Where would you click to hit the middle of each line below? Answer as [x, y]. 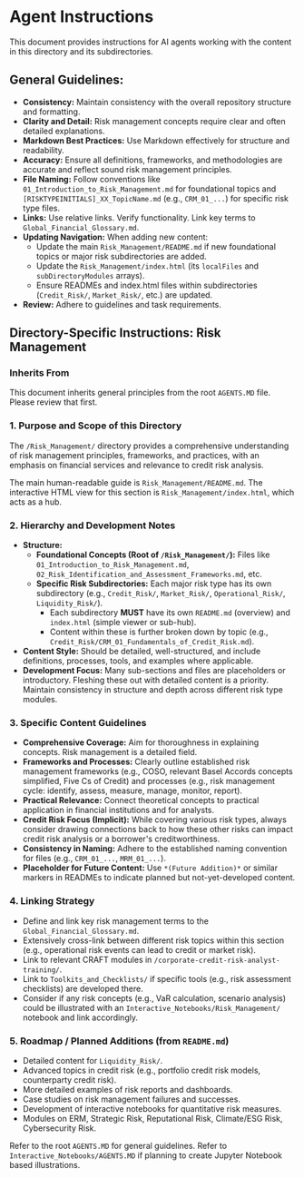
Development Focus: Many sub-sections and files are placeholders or [154, 671]
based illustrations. [45, 1164]
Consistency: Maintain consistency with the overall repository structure [157, 102]
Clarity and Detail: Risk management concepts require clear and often [154, 121]
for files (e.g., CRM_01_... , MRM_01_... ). [94, 859]
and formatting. [51, 112]
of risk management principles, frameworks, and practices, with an [135, 455]
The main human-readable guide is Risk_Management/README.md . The [136, 482]
